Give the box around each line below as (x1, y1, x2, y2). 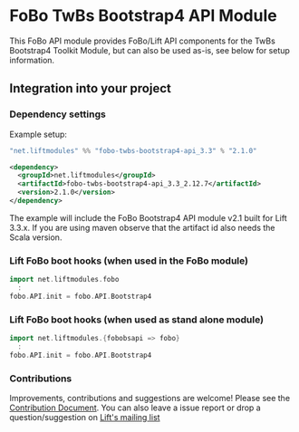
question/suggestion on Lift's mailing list (9, 412, 160, 423)
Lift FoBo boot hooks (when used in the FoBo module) (9, 254, 249, 267)
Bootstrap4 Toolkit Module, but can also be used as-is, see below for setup (9, 44, 290, 55)
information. (9, 54, 55, 65)
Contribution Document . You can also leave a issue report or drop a (9, 402, 261, 413)
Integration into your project (9, 81, 172, 96)
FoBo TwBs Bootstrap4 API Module (9, 5, 278, 26)
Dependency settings (9, 108, 106, 120)
